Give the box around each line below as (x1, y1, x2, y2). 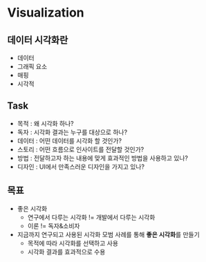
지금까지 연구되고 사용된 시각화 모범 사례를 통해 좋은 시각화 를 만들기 (17, 230, 200, 238)
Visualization (7, 5, 84, 21)
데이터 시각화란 (7, 34, 68, 46)
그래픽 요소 (17, 62, 48, 71)
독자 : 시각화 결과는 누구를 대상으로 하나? (17, 128, 128, 136)
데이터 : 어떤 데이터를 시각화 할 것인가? (17, 136, 122, 144)
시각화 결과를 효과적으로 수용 (27, 247, 106, 256)
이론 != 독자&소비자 (27, 221, 80, 230)
